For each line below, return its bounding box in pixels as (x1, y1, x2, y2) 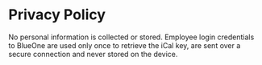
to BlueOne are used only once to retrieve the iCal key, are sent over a (8, 40, 241, 50)
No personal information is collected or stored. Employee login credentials (8, 32, 255, 42)
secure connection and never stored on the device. (8, 49, 178, 59)
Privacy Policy (8, 6, 106, 24)
